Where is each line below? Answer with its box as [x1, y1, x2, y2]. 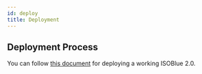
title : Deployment [7, 16, 60, 23]
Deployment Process [7, 41, 99, 53]
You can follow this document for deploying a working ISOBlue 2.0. [7, 59, 196, 68]
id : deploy [7, 10, 38, 17]
